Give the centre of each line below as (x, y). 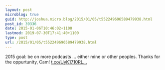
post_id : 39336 (21, 24)
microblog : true (22, 14)
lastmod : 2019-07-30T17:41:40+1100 (42, 33)
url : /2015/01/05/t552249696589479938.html (51, 42)
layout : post (19, 10)
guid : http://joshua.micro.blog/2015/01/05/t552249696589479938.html (79, 19)
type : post (16, 38)
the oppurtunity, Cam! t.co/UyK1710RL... (46, 62)
